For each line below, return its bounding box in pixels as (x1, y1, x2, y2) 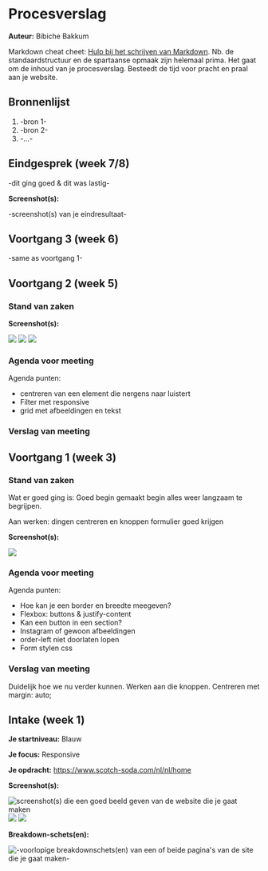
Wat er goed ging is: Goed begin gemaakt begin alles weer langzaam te (8, 493, 243, 502)
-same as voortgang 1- (8, 254, 83, 263)
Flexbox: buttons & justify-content (19, 609, 132, 619)
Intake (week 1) (8, 713, 85, 726)
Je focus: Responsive (8, 749, 81, 760)
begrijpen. (8, 501, 42, 510)
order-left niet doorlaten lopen (19, 635, 120, 645)
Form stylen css (19, 643, 73, 653)
